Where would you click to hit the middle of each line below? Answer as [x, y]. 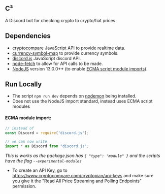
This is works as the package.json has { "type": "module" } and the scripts [83, 156]
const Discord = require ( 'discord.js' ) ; [47, 133]
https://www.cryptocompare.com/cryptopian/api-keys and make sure [83, 176]
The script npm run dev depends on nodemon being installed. [74, 96]
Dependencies [28, 36]
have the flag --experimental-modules [44, 161]
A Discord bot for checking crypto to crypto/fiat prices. [61, 20]
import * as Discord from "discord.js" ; [47, 146]
